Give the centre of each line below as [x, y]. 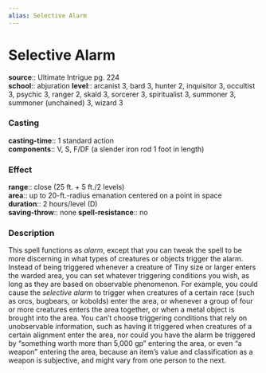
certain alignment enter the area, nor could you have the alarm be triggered [132, 335]
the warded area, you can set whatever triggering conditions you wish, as [129, 276]
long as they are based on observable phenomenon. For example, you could [133, 285]
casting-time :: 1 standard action [61, 140]
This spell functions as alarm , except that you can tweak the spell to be [125, 250]
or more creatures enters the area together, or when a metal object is [121, 310]
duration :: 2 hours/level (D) [53, 204]
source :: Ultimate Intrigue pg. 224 [64, 77]
